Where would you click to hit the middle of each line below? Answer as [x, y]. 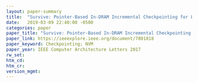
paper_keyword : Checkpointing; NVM [50, 44]
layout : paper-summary [34, 11]
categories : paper [29, 28]
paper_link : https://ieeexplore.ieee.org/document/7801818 [80, 39]
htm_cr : [16, 66]
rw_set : [16, 55]
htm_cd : [16, 60]
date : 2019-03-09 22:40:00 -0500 [50, 22]
